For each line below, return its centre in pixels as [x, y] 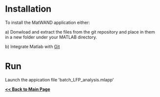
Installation [28, 9]
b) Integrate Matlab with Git [32, 46]
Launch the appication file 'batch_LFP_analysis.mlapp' [60, 79]
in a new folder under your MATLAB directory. [51, 37]
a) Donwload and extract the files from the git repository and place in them [80, 32]
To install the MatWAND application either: [48, 22]
